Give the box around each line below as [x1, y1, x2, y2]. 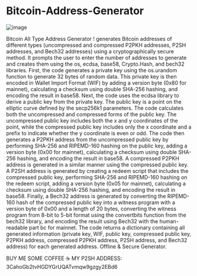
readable [6, 224, 28, 231]
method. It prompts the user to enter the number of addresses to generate [6, 54, 187, 61]
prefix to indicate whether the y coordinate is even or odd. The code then [6, 129, 185, 137]
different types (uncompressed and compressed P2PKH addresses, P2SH [6, 41, 186, 49]
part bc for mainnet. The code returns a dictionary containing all [28, 224, 185, 231]
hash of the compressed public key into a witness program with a [16, 198, 176, 206]
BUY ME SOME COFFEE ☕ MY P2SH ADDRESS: [6, 255, 122, 262]
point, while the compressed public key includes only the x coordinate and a [6, 123, 192, 130]
